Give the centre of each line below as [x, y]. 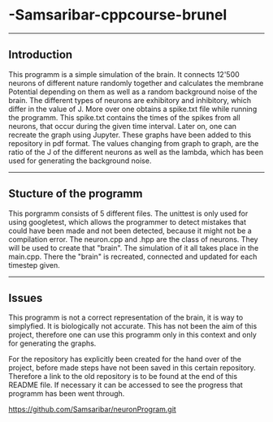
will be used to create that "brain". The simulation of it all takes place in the [134, 248]
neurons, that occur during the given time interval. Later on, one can [123, 126]
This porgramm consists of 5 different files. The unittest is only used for [128, 213]
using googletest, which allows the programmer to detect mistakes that [127, 222]
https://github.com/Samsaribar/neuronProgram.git [92, 409]
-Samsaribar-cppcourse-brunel [118, 15]
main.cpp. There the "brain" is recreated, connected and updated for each [133, 256]
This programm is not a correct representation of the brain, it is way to [126, 317]
